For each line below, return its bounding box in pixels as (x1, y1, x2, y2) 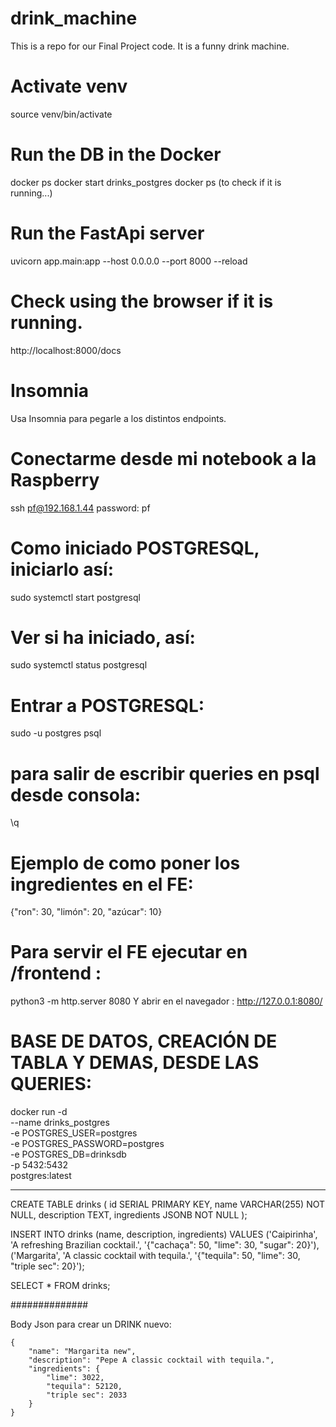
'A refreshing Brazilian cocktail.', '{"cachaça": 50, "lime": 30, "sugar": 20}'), (10, 1239, 320, 1251)
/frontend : (10, 962, 102, 985)
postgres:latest (10, 1170, 72, 1182)
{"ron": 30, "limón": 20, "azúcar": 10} (10, 906, 163, 918)
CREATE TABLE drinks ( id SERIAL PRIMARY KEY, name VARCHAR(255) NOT (10, 1198, 326, 1211)
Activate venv (10, 75, 128, 98)
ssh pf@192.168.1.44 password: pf (10, 502, 151, 514)
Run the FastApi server (10, 222, 205, 244)
